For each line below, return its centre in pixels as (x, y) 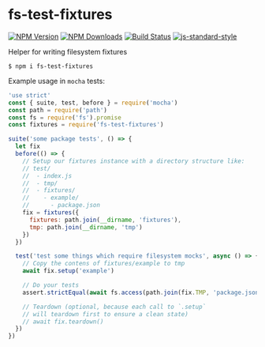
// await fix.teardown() (63, 322)
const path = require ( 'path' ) (58, 110)
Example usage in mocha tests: (56, 81)
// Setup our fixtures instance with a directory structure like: (134, 161)
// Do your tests (51, 285)
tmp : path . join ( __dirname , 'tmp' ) (86, 227)
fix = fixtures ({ (51, 213)
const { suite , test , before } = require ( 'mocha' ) (93, 103)
